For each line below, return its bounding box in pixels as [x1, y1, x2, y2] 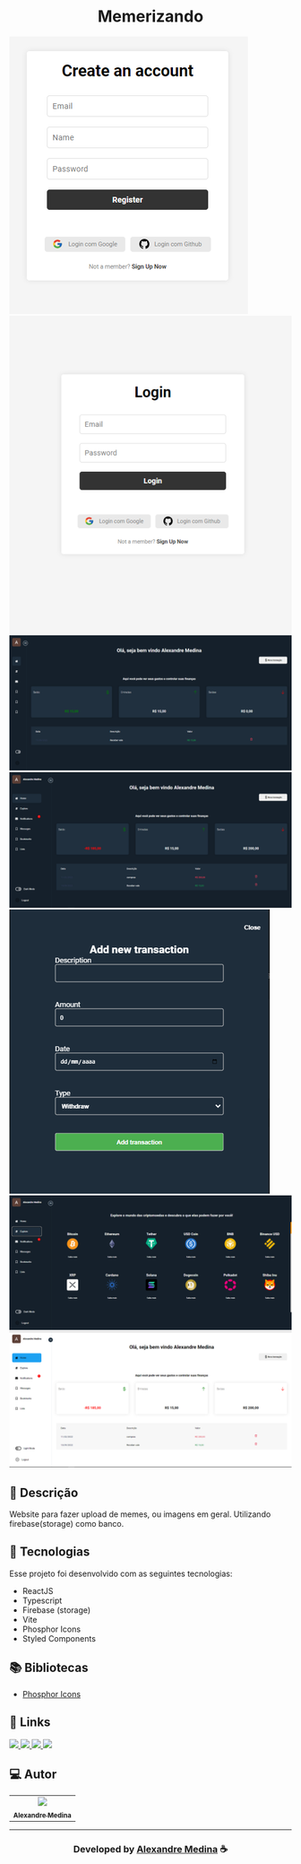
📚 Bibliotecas [9, 1660, 89, 1676]
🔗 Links [9, 1715, 51, 1730]
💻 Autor [9, 1766, 57, 1781]
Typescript [21, 1595, 63, 1606]
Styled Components [21, 1633, 97, 1643]
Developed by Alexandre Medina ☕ [73, 1843, 228, 1856]
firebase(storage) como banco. [9, 1519, 125, 1529]
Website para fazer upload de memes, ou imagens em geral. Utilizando [9, 1509, 271, 1520]
